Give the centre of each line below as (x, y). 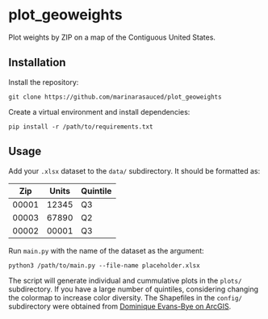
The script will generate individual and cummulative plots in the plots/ (125, 280)
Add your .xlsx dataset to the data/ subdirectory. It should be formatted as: (134, 170)
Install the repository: (44, 82)
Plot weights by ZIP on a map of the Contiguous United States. (112, 37)
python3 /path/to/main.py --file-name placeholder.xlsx (104, 265)
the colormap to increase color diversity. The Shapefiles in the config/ (126, 297)
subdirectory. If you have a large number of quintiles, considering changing (134, 289)
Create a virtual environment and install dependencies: (99, 111)
